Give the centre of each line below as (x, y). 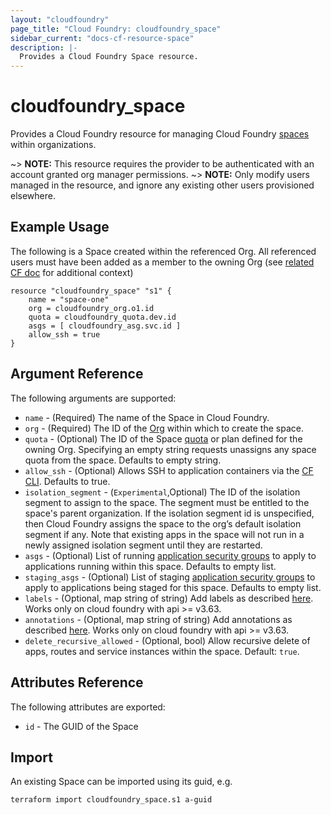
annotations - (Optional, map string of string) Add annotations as (158, 619)
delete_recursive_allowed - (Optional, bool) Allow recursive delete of (167, 640)
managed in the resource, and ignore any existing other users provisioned (162, 185)
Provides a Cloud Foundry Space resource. (109, 57)
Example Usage (60, 227)
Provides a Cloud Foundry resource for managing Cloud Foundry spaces (160, 134)
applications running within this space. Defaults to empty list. (150, 566)
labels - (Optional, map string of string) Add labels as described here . (169, 598)
